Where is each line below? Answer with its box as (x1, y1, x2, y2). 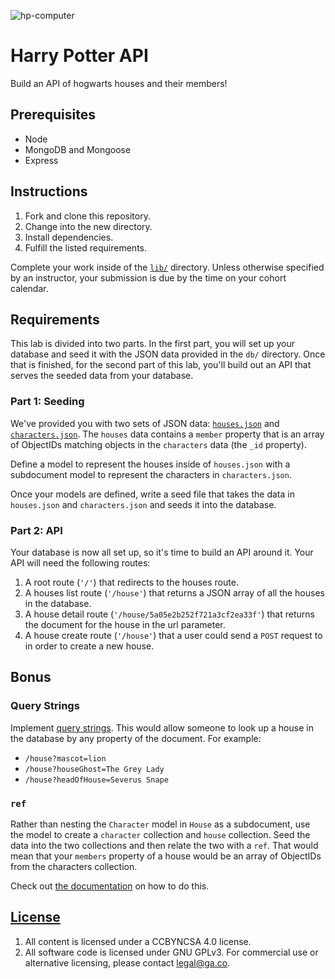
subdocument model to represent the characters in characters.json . (10, 468, 292, 480)
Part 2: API (10, 523, 63, 537)
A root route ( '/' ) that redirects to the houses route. (24, 576, 239, 588)
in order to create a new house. (24, 640, 155, 652)
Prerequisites (10, 106, 96, 124)
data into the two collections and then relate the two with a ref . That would (10, 839, 319, 851)
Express (24, 154, 59, 166)
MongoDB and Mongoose (24, 143, 132, 155)
